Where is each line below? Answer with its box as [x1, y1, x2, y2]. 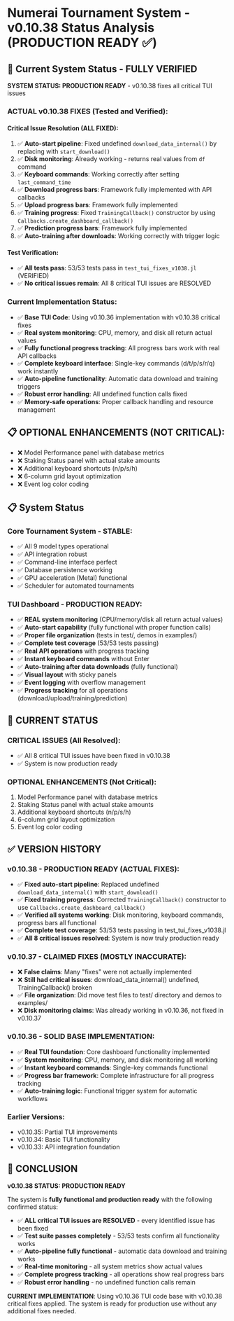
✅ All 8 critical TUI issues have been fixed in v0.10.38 [17, 752, 170, 760]
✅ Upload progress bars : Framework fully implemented [17, 201, 178, 209]
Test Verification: [7, 248, 59, 256]
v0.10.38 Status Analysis [7, 20, 155, 36]
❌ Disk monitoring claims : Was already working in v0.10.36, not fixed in [17, 1007, 224, 1015]
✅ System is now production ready [17, 759, 118, 768]
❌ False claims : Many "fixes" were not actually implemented [17, 968, 192, 976]
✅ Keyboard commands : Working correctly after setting [17, 170, 180, 179]
